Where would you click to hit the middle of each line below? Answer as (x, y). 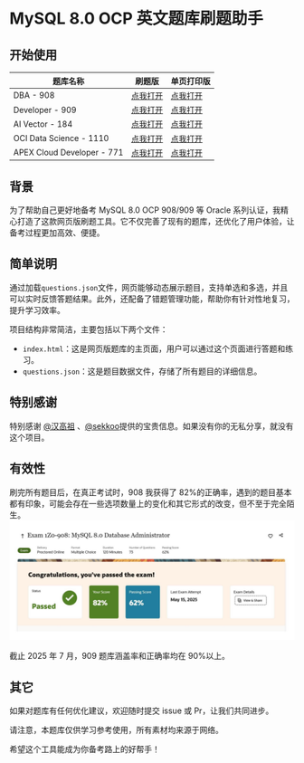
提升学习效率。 (37, 310)
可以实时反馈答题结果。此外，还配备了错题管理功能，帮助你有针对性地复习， (152, 299)
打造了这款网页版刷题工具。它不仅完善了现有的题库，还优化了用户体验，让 (156, 222)
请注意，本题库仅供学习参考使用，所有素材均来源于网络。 (116, 730)
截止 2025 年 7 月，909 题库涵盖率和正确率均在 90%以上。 (120, 656)
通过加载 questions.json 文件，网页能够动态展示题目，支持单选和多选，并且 (149, 287)
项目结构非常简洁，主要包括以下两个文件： (89, 329)
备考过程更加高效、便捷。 (57, 233)
